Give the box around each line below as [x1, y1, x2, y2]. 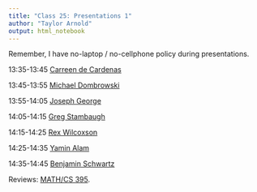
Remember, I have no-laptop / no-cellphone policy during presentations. [8, 49, 250, 59]
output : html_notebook [8, 27, 85, 35]
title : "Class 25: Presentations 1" [8, 11, 132, 20]
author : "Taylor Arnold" [8, 19, 92, 28]
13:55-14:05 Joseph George [8, 96, 101, 106]
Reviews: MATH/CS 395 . [8, 175, 91, 185]
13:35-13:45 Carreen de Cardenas [8, 65, 122, 75]
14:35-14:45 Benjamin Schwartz [8, 159, 115, 169]
